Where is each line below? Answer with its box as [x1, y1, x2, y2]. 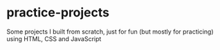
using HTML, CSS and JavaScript [6, 34, 102, 42]
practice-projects [6, 5, 110, 21]
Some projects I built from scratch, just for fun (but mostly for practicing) [6, 27, 214, 36]
